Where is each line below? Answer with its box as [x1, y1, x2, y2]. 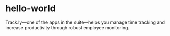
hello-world [5, 3, 56, 14]
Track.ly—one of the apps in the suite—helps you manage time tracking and [5, 19, 165, 25]
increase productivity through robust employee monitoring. [5, 24, 129, 30]
